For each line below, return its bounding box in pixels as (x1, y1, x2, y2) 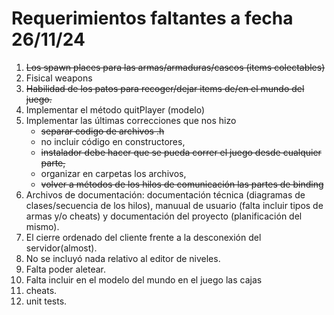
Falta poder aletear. (25, 263, 106, 275)
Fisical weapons (25, 72, 93, 84)
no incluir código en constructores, (40, 135, 186, 147)
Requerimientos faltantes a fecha (11, 7, 294, 30)
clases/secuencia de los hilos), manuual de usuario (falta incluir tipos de (25, 199, 324, 211)
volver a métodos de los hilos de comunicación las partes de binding (40, 178, 324, 190)
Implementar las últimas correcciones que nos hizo (25, 114, 237, 126)
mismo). (25, 220, 60, 232)
